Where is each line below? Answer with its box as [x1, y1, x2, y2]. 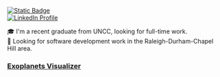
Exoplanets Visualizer [7, 61, 82, 71]
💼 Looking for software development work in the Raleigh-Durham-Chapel [7, 37, 214, 45]
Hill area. [7, 44, 32, 52]
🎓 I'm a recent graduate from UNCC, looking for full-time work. [7, 27, 188, 35]
